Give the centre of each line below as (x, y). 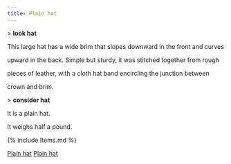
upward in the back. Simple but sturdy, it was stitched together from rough (113, 60)
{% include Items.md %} (42, 140)
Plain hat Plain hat (33, 153)
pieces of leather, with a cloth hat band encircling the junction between (108, 73)
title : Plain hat (32, 13)
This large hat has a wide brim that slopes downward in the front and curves (116, 46)
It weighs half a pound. (40, 126)
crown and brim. (30, 86)
